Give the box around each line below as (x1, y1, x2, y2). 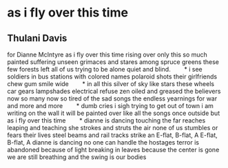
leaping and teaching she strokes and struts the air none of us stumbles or (7, 124, 218, 132)
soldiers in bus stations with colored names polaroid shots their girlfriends (7, 72, 218, 81)
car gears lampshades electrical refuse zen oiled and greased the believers (7, 87, 221, 95)
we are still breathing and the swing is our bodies (7, 153, 147, 161)
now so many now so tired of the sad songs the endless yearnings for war (7, 94, 218, 103)
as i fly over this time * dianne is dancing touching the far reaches (7, 116, 206, 125)
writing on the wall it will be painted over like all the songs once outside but (7, 109, 220, 117)
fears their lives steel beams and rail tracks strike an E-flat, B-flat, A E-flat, (7, 131, 218, 139)
